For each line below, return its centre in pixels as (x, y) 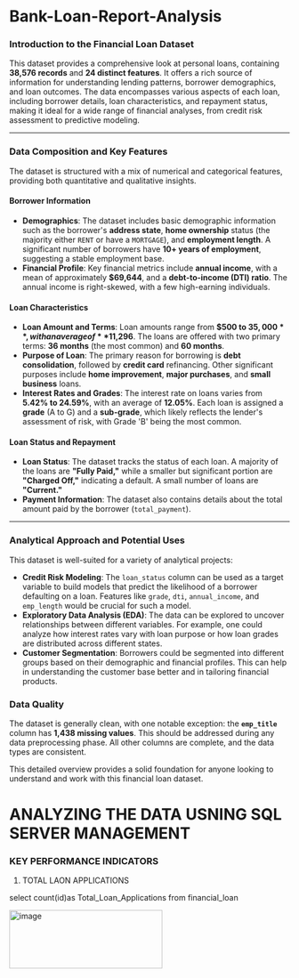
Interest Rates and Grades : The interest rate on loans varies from (142, 393)
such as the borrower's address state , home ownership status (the (146, 230)
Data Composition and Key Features (89, 151)
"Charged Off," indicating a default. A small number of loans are (140, 481)
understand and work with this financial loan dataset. (106, 778)
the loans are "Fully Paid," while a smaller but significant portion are (147, 471)
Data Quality (37, 704)
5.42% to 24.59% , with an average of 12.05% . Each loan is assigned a (153, 403)
